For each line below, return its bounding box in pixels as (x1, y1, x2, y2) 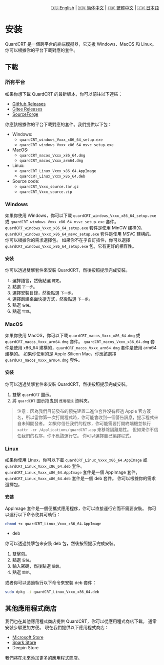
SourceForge (12, 111, 39, 117)
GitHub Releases (12, 101, 46, 106)
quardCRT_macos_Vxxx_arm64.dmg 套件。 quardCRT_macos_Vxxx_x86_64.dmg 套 (5, 339, 155, 345)
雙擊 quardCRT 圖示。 (12, 392, 54, 398)
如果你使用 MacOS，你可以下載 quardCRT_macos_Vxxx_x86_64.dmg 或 (5, 333, 141, 339)
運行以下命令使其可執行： (9, 512, 61, 518)
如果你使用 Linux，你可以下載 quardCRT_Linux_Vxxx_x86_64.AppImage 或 (5, 457, 147, 463)
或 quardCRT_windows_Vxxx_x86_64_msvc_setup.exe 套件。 (5, 218, 119, 224)
